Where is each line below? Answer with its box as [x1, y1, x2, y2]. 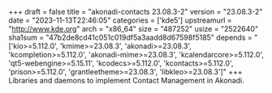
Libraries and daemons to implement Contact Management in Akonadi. [8, 76, 245, 85]
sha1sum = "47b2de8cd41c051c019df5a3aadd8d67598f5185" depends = [8, 32, 253, 42]
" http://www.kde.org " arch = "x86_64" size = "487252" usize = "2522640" [8, 24, 258, 33]
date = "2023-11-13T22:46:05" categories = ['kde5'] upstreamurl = [8, 15, 233, 25]
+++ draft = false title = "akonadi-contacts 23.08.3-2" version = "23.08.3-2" [8, 7, 263, 16]
